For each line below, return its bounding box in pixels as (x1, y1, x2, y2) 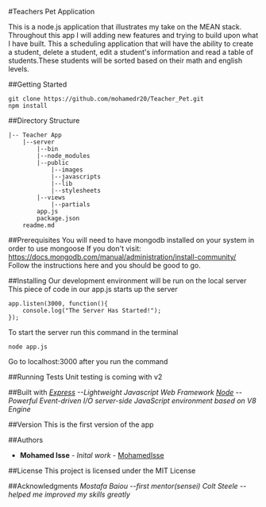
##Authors (8, 436, 44, 444)
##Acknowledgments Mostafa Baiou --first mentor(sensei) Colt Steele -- (8, 482, 247, 490)
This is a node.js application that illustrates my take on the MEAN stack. (8, 22, 242, 31)
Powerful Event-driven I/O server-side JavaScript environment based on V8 (8, 396, 256, 405)
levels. (8, 64, 29, 74)
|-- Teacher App (8, 131, 62, 139)
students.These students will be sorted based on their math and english (8, 56, 243, 65)
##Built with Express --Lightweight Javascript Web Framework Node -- (8, 388, 242, 397)
